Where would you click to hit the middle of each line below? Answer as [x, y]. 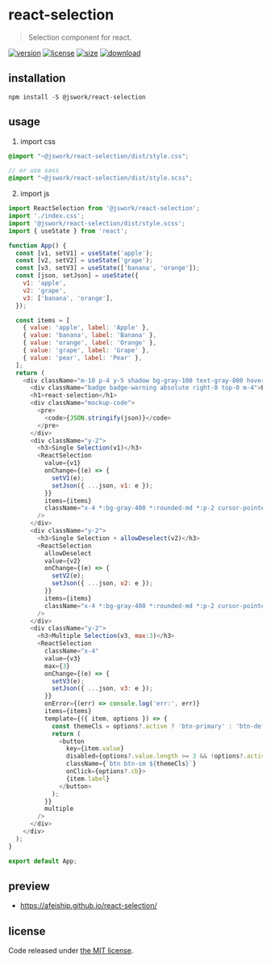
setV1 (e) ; [68, 478]
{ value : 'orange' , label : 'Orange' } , [90, 343]
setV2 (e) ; [68, 576]
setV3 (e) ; [68, 681]
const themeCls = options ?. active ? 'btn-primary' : [142, 726]
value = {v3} [63, 658]
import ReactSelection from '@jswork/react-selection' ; [104, 209]
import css [38, 141]
